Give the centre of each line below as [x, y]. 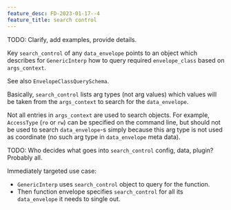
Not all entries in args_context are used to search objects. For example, [109, 115]
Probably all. [25, 157]
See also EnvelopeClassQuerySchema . [58, 81]
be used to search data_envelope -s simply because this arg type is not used [115, 129]
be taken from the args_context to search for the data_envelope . [98, 101]
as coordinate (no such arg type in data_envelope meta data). [94, 137]
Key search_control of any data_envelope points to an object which [102, 53]
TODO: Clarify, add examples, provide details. [72, 39]
